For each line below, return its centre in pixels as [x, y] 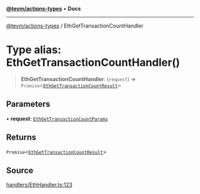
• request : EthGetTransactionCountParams [57, 118]
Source [20, 170]
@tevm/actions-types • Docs [44, 9]
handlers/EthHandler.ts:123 [39, 185]
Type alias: [34, 50]
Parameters [28, 104]
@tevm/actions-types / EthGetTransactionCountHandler [75, 26]
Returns [21, 138]
